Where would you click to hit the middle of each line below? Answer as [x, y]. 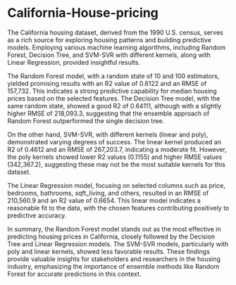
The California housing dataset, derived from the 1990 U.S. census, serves [115, 32]
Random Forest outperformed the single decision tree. [86, 120]
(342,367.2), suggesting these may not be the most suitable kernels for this [116, 164]
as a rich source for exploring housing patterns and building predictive [109, 39]
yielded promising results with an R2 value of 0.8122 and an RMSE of [107, 83]
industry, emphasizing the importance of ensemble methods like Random [113, 266]
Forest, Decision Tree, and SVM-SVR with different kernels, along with [109, 55]
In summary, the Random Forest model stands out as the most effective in [114, 229]
